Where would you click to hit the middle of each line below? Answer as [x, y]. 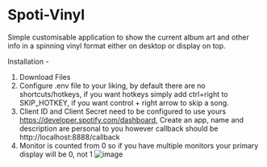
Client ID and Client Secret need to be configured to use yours [123, 111]
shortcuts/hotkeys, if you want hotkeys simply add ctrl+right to [123, 94]
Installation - [28, 61]
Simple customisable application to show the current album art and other [128, 37]
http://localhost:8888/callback [69, 137]
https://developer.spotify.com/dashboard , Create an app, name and [131, 119]
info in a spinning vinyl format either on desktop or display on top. [117, 45]
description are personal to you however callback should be [119, 128]
